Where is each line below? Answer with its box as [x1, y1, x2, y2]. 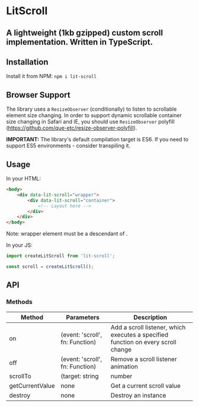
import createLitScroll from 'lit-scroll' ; [6, 253, 115, 259]
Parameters [66, 313, 99, 321]
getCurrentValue [9, 382, 55, 390]
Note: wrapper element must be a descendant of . [6, 230, 128, 237]
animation [110, 362, 138, 370]
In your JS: [6, 241, 33, 249]
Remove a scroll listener [110, 355, 177, 363]
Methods [6, 298, 33, 306]
